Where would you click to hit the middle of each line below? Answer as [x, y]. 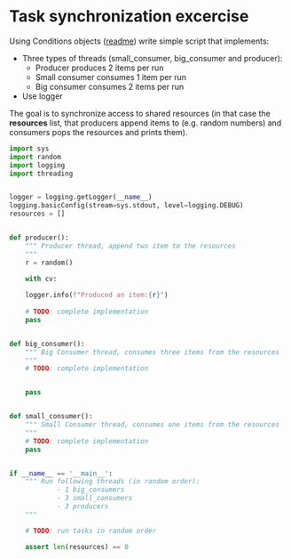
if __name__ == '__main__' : [61, 474]
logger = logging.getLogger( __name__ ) [81, 198]
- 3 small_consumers [94, 498]
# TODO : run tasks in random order [91, 531]
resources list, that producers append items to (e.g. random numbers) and [145, 123]
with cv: [41, 279]
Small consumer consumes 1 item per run [111, 77]
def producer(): [39, 238]
